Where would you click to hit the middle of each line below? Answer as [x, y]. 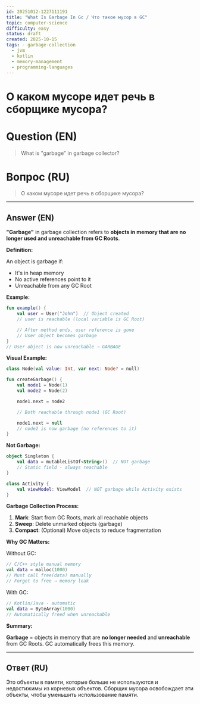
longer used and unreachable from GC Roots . [63, 238]
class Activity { [28, 484]
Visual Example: [27, 358]
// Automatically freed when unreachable [58, 614]
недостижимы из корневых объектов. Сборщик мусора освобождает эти [100, 689]
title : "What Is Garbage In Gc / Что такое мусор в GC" [77, 17]
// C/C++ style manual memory [44, 564]
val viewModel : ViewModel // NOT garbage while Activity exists [100, 489]
